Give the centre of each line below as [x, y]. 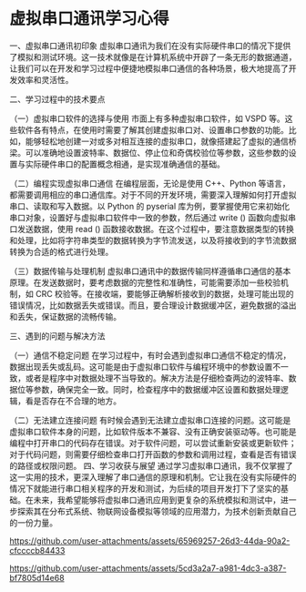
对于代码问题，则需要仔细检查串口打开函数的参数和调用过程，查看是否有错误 [153, 454]
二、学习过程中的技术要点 [57, 99]
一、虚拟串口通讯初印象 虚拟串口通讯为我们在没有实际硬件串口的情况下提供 [150, 46]
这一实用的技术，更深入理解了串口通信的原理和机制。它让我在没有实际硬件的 [153, 477]
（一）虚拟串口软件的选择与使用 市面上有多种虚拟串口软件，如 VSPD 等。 [147, 118]
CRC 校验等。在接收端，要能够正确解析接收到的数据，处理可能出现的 [164, 293]
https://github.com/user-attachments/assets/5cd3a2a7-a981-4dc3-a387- [148, 568]
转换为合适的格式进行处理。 [61, 251]
